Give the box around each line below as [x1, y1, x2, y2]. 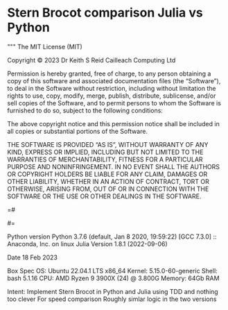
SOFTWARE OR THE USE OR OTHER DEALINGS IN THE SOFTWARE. [7, 192, 202, 200]
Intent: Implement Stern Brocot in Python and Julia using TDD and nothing [7, 287, 218, 295]
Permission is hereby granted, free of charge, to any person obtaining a [7, 69, 211, 78]
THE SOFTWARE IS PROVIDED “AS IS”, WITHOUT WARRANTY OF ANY [7, 140, 209, 148]
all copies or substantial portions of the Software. [7, 127, 148, 135]
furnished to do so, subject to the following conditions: [7, 106, 163, 114]
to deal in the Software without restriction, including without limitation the [7, 84, 216, 92]
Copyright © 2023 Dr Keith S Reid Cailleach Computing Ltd [7, 55, 176, 64]
